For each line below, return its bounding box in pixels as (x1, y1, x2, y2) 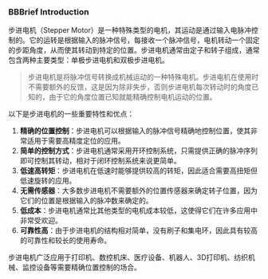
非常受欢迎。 (19, 216, 62, 226)
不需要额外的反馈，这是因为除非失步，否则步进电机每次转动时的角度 (27, 82, 252, 92)
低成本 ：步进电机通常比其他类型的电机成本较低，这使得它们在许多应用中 (19, 206, 258, 215)
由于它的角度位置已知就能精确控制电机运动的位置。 (49, 92, 217, 102)
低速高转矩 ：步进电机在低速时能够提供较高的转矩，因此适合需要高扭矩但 (19, 166, 258, 175)
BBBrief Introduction (8, 6, 89, 18)
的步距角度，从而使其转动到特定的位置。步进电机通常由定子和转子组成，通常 (8, 45, 260, 55)
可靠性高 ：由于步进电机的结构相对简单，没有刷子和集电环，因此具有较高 (19, 226, 258, 235)
